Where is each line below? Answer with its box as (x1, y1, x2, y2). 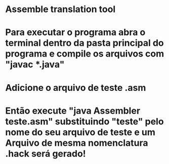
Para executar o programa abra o (5, 27, 146, 38)
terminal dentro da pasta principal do (5, 37, 164, 49)
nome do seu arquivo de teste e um (5, 126, 155, 138)
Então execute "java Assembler (5, 105, 141, 117)
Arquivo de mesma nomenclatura (5, 137, 148, 148)
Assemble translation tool (5, 4, 116, 15)
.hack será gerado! (5, 148, 86, 159)
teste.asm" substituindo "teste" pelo (5, 116, 164, 127)
